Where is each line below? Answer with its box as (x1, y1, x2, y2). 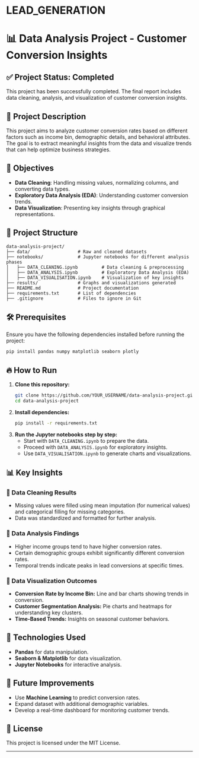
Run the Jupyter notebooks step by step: (14, 431, 117, 438)
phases (6, 259, 23, 265)
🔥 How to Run (6, 365, 57, 375)
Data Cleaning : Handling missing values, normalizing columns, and (14, 179, 179, 186)
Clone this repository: (14, 381, 70, 388)
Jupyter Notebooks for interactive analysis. (14, 661, 122, 668)
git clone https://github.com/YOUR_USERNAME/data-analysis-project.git (14, 392, 195, 398)
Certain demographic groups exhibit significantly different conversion (14, 549, 185, 556)
